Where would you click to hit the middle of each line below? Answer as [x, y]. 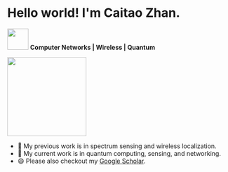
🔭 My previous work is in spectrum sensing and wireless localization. [117, 146]
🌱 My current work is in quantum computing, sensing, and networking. [119, 153]
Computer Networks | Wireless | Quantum [93, 47]
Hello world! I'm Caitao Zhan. [94, 13]
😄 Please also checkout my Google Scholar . [81, 161]
